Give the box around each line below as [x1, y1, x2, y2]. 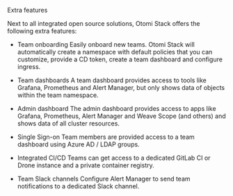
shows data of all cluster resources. [17, 119, 120, 128]
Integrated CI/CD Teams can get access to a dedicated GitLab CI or [17, 153, 211, 162]
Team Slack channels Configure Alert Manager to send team [17, 174, 191, 183]
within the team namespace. [17, 91, 99, 99]
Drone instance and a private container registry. [17, 161, 154, 169]
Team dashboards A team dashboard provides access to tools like [17, 76, 207, 84]
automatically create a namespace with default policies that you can [17, 48, 213, 56]
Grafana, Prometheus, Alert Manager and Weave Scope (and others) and [17, 112, 226, 120]
